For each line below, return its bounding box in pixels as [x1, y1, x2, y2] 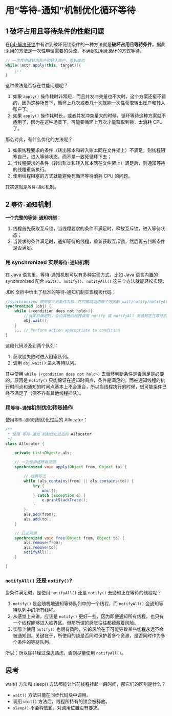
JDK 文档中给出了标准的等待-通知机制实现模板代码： [5, 288, 116, 295]
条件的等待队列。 [17, 639, 54, 645]
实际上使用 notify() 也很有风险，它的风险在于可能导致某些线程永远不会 [12, 626, 164, 632]
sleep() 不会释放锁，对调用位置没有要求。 [12, 704, 102, 711]
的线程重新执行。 [12, 166, 49, 172]
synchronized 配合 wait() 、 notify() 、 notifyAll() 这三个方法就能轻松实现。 [5, 278, 167, 284]
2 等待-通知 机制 [5, 200, 51, 208]
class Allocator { [5, 441, 45, 447]
